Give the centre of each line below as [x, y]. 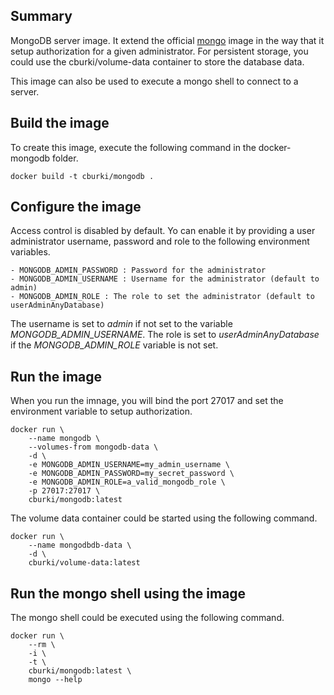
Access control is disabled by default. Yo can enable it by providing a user [163, 231]
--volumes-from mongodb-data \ [93, 447]
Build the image [60, 123]
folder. [65, 158]
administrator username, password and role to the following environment [160, 241]
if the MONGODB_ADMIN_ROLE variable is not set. [114, 345]
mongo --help [55, 680]
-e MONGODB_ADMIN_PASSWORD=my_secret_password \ [131, 474]
